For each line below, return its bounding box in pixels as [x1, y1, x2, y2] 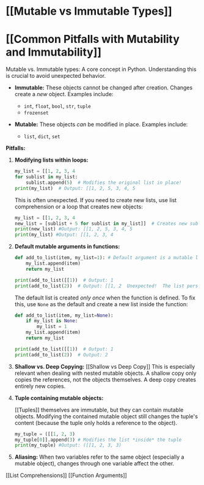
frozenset [23, 110, 49, 116]
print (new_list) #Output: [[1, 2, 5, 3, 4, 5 [14, 226, 133, 232]
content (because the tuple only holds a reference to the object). [14, 419, 178, 426]
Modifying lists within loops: [14, 156, 89, 164]
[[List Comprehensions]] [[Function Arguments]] [5, 472, 128, 479]
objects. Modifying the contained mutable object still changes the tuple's [14, 412, 198, 420]
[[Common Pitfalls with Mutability [5, 32, 180, 47]
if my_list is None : [26, 318, 78, 324]
